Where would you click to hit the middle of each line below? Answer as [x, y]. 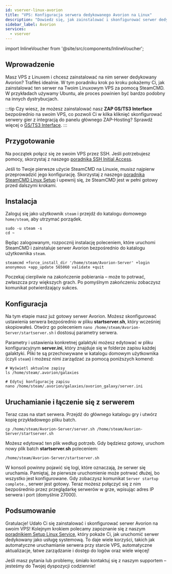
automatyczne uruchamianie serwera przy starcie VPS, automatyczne [79, 545]
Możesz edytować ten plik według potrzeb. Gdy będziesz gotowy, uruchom [85, 443]
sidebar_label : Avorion [31, 24]
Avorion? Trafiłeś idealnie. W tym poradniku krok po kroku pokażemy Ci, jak [85, 82]
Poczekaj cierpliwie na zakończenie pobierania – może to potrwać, [76, 277]
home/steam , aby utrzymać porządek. [44, 219]
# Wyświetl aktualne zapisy [35, 368]
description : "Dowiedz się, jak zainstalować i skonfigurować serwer [81, 19]
